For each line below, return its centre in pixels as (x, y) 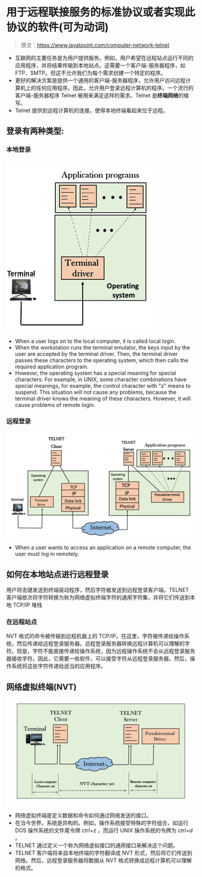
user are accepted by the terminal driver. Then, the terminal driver (96, 354)
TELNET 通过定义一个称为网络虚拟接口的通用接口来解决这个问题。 (97, 845)
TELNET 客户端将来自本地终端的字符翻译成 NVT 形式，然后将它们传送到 (104, 852)
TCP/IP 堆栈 (28, 605)
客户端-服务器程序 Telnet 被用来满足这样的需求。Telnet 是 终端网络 (97, 95)
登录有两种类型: (35, 131)
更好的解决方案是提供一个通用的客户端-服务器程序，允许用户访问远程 (100, 80)
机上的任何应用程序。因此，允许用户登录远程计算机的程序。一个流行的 (107, 88)
